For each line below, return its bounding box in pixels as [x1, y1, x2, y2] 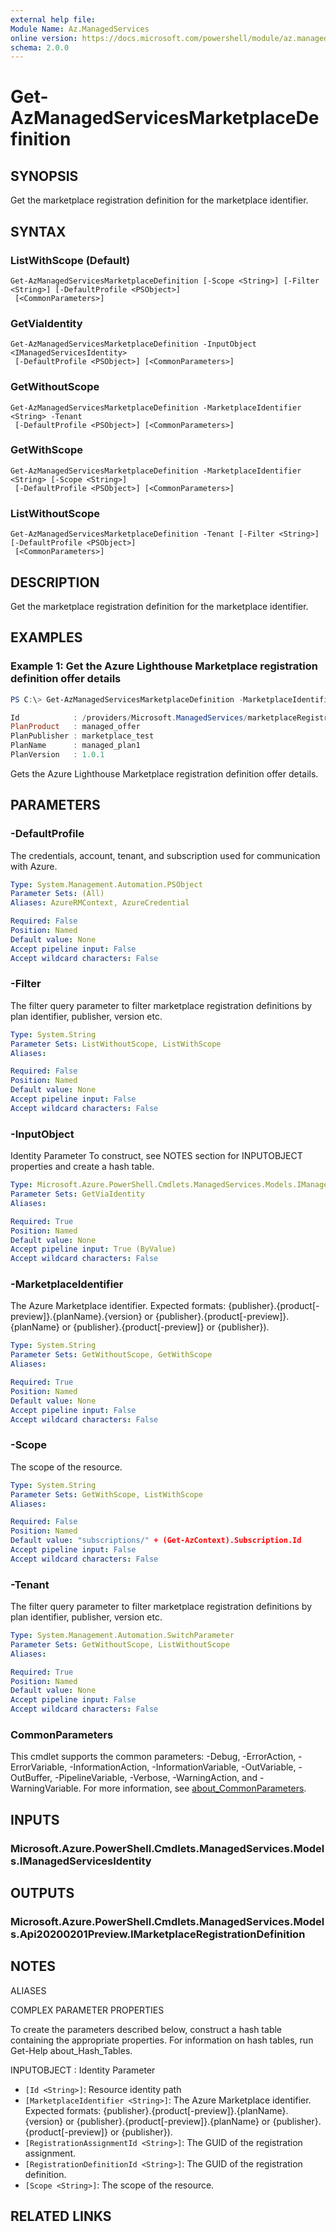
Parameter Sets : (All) [10, 889, 105, 899]
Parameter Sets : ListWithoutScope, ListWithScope [10, 1039, 222, 1049]
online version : [10, 33, 78, 43]
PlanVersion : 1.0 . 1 [10, 750, 105, 760]
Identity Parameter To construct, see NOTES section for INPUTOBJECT [10, 1150, 303, 1162]
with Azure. [10, 860, 58, 872]
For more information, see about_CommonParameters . [83, 1782, 307, 1795]
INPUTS [10, 1811, 60, 1828]
